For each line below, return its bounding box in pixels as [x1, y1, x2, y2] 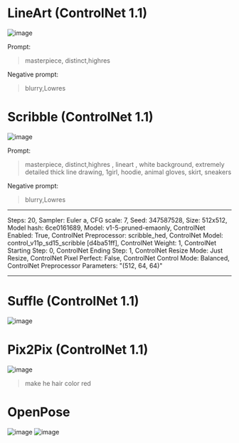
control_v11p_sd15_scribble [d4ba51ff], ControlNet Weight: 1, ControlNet [7, 238, 217, 247]
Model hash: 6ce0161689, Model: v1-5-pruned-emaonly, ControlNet [7, 223, 206, 232]
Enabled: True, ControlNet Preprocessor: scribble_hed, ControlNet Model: [7, 230, 223, 240]
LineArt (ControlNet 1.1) [7, 5, 148, 21]
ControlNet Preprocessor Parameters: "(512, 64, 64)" [7, 261, 163, 270]
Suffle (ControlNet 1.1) [7, 293, 139, 310]
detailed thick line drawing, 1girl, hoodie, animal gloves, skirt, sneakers [24, 168, 232, 176]
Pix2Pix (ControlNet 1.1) [7, 342, 149, 357]
